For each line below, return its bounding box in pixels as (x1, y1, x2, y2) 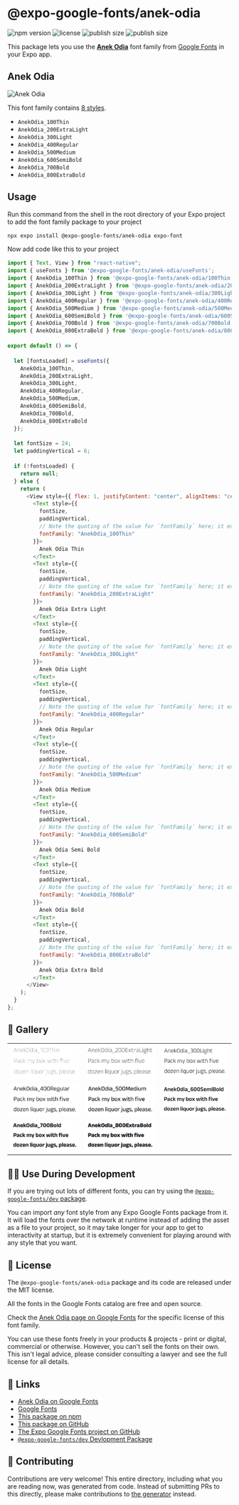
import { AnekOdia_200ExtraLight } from (7, 282, 129, 289)
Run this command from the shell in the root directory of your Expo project (7, 210, 225, 218)
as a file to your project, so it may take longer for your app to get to (7, 1223, 204, 1232)
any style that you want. (7, 1238, 78, 1247)
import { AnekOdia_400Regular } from (7, 297, 119, 304)
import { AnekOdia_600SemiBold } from (7, 312, 122, 319)
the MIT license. (7, 1285, 55, 1295)
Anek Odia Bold (38, 906, 84, 913)
